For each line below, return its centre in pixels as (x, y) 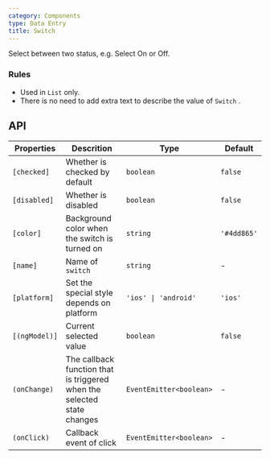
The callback (90, 359)
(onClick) (31, 438)
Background (88, 218)
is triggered (87, 379)
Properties (35, 148)
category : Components (45, 16)
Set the (79, 283)
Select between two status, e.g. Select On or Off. (89, 54)
